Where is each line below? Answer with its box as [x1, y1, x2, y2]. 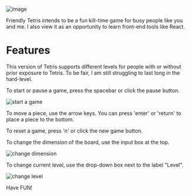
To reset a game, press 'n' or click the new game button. [6, 127, 143, 134]
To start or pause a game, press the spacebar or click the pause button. [6, 87, 180, 94]
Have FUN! [6, 184, 33, 191]
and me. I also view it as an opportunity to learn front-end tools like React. [6, 23, 185, 30]
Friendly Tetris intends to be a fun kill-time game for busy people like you [6, 17, 183, 23]
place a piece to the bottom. [6, 116, 75, 123]
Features [6, 44, 51, 57]
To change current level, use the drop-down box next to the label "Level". [6, 161, 184, 168]
